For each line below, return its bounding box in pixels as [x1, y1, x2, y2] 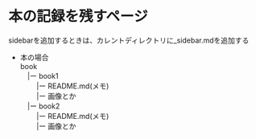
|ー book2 [27, 101, 60, 111]
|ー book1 [27, 71, 59, 80]
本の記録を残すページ [8, 7, 148, 26]
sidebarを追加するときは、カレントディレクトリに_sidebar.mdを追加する [8, 35, 250, 45]
